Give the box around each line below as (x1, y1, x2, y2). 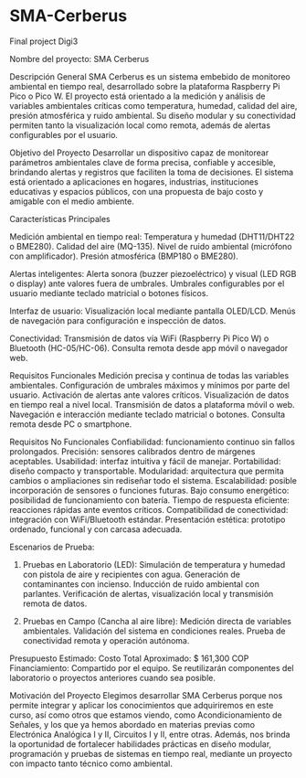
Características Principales (9, 213, 111, 224)
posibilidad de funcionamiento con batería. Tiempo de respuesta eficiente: (9, 495, 290, 506)
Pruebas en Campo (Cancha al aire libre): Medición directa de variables (22, 615, 292, 626)
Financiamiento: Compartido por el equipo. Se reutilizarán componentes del (9, 662, 294, 673)
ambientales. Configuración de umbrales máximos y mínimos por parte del (9, 379, 290, 390)
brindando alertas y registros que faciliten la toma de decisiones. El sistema (9, 166, 294, 177)
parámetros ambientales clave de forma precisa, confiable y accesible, (9, 156, 276, 167)
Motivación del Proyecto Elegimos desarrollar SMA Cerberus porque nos (9, 689, 283, 700)
